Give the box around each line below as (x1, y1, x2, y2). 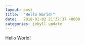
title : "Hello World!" (5, 12, 56, 17)
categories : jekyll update (5, 21, 62, 26)
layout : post (5, 7, 33, 12)
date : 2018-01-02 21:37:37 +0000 (5, 16, 80, 21)
